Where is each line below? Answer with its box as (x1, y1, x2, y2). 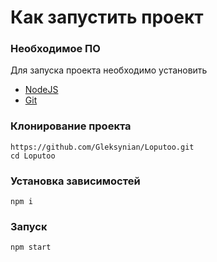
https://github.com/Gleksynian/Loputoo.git (10, 142, 195, 152)
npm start (10, 242, 52, 253)
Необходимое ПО (10, 42, 101, 56)
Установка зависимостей (10, 174, 141, 188)
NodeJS (24, 84, 59, 96)
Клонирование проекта (10, 119, 132, 133)
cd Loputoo (10, 151, 56, 161)
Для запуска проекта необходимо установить (10, 64, 208, 76)
